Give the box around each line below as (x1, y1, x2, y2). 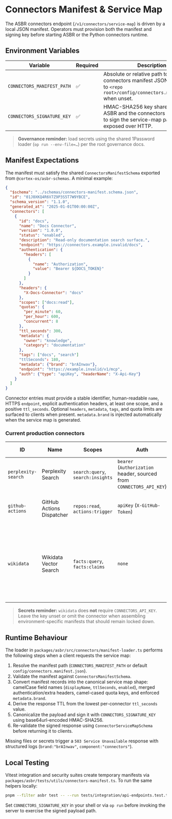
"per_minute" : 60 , (24, 310, 63, 315)
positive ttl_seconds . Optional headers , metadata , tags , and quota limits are (5, 406, 163, 412)
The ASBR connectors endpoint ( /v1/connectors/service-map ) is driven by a (5, 21, 165, 27)
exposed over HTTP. (103, 122, 153, 130)
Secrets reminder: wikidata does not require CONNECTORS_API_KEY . (17, 608, 157, 614)
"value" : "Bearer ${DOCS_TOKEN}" (32, 266, 104, 271)
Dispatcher (41, 512, 68, 519)
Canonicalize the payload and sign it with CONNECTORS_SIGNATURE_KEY (12, 712, 156, 718)
